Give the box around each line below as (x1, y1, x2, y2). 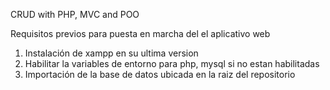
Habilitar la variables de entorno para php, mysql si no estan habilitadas (24, 58, 320, 69)
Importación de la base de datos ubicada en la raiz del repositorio (24, 69, 296, 80)
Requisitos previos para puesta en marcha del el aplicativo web (10, 28, 271, 39)
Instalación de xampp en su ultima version (24, 47, 199, 59)
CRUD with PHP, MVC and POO (10, 9, 140, 20)
